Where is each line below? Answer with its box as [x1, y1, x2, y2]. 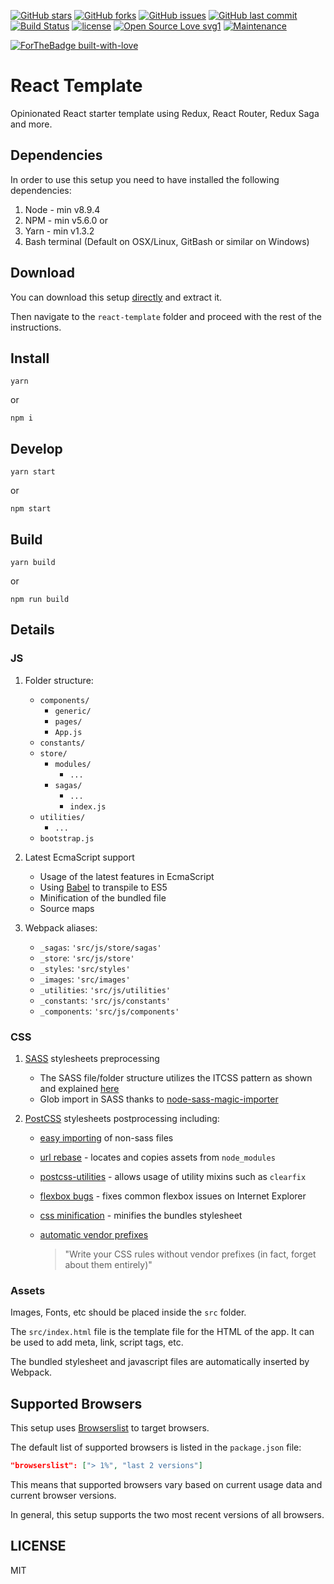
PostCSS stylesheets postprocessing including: [24, 1112, 220, 1124]
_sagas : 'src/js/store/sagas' [39, 941, 162, 953]
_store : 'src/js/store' [39, 951, 135, 964]
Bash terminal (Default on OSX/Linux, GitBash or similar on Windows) [24, 235, 310, 247]
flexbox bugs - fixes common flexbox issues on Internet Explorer [39, 1190, 307, 1202]
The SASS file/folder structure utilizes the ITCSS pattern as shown [39, 1071, 313, 1084]
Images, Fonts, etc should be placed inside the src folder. [10, 1306, 247, 1319]
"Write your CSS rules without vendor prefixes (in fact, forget [64, 1248, 317, 1260]
